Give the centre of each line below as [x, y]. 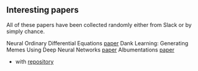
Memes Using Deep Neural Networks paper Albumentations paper [90, 50]
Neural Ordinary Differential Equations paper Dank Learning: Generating [97, 43]
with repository [34, 61]
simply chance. [26, 31]
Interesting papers [42, 10]
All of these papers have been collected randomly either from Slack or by [99, 24]
